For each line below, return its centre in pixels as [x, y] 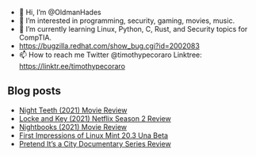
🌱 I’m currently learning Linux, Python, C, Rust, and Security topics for [133, 29]
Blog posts [34, 91]
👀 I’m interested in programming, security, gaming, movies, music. [127, 21]
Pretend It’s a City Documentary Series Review [95, 143]
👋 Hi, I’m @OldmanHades [60, 12]
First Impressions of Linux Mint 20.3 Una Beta [93, 135]
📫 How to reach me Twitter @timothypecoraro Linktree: [111, 55]
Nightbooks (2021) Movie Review [73, 127]
